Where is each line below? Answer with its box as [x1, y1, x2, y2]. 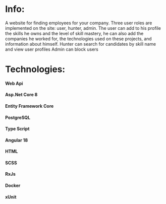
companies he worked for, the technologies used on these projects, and [5, 36, 152, 42]
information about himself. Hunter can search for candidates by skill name [5, 41, 156, 47]
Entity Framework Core [5, 103, 54, 109]
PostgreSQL [5, 114, 31, 120]
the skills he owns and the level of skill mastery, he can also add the [5, 30, 144, 36]
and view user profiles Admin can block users [5, 46, 99, 52]
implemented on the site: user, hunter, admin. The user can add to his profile [5, 25, 161, 31]
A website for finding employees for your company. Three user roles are [5, 20, 152, 26]
